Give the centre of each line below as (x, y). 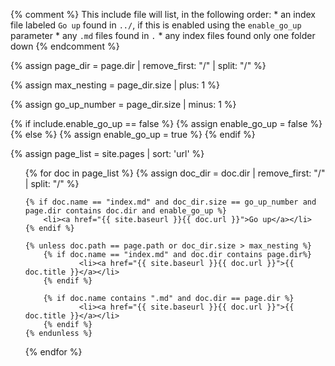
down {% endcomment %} (65, 46)
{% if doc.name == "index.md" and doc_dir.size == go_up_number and (170, 202)
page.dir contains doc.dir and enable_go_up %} (125, 211)
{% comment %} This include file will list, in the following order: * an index (163, 14)
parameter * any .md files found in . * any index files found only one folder (163, 35)
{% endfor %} (53, 352)
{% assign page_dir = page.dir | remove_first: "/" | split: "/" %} (138, 65)
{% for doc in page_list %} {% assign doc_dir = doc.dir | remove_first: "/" (175, 173)
